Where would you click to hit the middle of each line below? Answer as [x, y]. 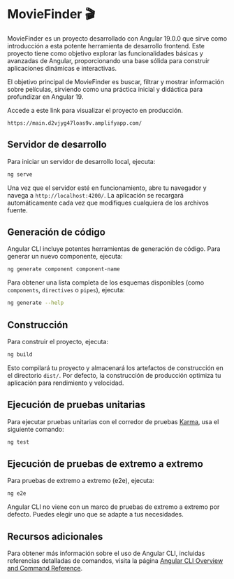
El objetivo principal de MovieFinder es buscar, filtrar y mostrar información [116, 81]
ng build [20, 355]
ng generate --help [36, 303]
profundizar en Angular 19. [45, 97]
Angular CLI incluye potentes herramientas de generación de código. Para [114, 249]
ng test [19, 442]
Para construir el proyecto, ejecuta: [58, 342]
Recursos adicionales [55, 537]
